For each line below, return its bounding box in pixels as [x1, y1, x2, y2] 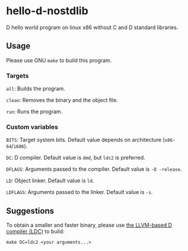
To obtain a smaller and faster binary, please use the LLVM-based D [6, 221, 173, 229]
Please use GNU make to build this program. [6, 56, 112, 63]
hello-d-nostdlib [6, 4, 89, 18]
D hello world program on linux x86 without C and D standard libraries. [6, 24, 179, 31]
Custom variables [6, 123, 58, 131]
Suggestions [6, 206, 55, 216]
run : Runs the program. [6, 108, 63, 115]
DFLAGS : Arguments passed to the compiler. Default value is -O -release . [6, 166, 182, 173]
